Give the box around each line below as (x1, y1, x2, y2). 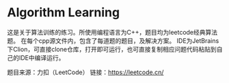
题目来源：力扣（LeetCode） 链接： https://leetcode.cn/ (7, 68, 164, 76)
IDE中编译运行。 (18, 53, 65, 62)
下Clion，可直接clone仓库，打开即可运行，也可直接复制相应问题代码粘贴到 (7, 45, 217, 53)
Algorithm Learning (7, 5, 120, 20)
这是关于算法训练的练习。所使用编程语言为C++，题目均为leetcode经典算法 (7, 28, 218, 36)
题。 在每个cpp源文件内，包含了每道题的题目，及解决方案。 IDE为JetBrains (7, 36, 219, 45)
